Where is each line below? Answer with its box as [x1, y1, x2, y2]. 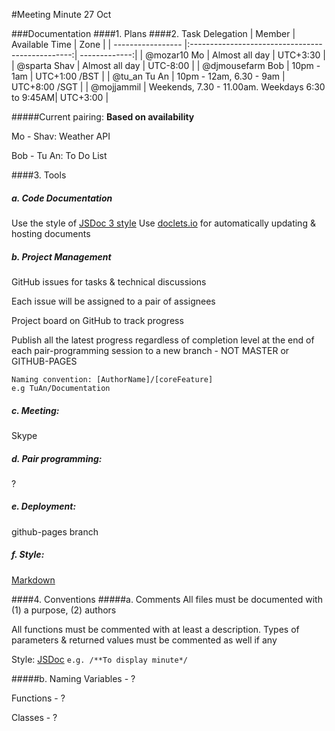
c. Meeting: [11, 404, 60, 416]
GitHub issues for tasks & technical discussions [11, 275, 207, 288]
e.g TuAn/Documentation [11, 383, 111, 393]
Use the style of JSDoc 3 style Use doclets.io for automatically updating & [11, 217, 316, 229]
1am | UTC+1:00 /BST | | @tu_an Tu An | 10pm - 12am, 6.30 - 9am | [11, 70, 286, 82]
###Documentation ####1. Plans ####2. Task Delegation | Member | [11, 28, 296, 39]
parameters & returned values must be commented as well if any [11, 634, 278, 646]
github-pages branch [11, 525, 99, 538]
